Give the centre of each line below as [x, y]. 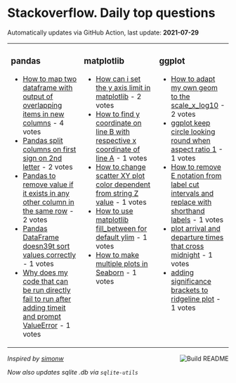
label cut [185, 184]
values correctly [49, 255]
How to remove [196, 167]
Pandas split [43, 140]
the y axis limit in [123, 87]
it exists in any [46, 193]
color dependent [123, 184]
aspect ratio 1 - [197, 149]
